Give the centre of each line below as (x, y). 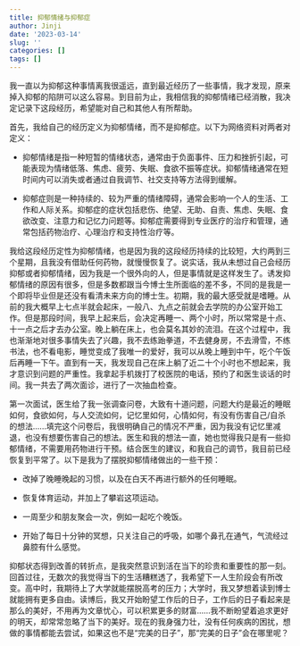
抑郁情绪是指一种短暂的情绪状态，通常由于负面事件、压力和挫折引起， (151, 157)
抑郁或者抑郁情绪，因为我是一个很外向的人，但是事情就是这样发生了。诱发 (146, 273)
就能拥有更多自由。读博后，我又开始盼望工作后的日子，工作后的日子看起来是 (150, 599)
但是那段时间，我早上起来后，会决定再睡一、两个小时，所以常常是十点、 (158, 318)
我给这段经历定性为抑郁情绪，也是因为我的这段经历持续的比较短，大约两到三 (150, 251)
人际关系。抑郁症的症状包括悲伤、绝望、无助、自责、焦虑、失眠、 (159, 210)
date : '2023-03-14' (46, 34)
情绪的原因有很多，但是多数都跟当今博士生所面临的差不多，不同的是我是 (150, 284)
